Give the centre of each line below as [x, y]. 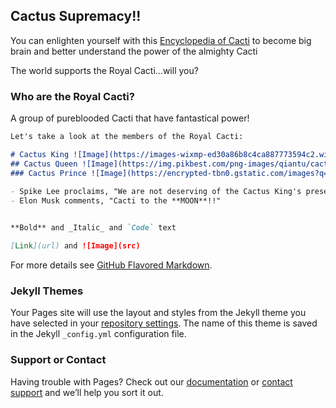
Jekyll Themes [47, 291]
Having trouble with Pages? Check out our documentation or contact [151, 381]
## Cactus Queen [44, 164]
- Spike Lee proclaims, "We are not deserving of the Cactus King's [156, 192]
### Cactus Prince [48, 173]
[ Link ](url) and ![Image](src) [75, 246]
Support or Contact [58, 360]
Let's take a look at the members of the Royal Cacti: [127, 137]
